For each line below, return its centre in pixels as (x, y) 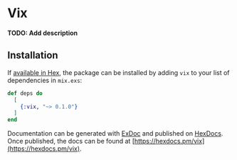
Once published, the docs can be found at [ (71, 141)
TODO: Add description (43, 33)
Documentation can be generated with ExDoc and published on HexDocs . (115, 134)
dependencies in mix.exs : (45, 80)
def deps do (25, 93)
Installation (33, 55)
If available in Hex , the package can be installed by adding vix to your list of (118, 72)
